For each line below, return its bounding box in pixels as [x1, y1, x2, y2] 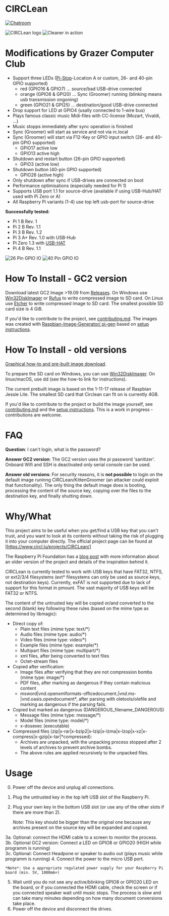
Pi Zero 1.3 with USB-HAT [12, 240, 66, 246]
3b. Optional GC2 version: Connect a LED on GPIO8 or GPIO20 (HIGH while [5, 839, 161, 846]
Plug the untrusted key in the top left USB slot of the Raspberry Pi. [12, 794, 150, 800]
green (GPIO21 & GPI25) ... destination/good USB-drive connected [20, 102, 158, 108]
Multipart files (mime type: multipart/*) [20, 647, 100, 654]
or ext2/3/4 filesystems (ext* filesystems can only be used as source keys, [5, 574, 161, 580]
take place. [12, 900, 36, 906]
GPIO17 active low [20, 145, 58, 151]
